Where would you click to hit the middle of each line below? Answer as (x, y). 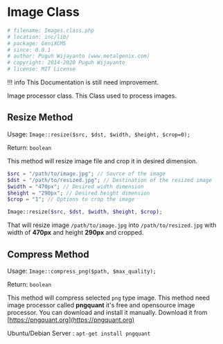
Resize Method (40, 117)
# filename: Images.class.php (51, 30)
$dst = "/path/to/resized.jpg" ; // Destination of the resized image (110, 180)
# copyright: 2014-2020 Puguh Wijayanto (66, 63)
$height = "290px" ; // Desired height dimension (79, 193)
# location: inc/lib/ (38, 37)
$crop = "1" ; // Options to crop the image (71, 199)
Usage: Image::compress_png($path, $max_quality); (82, 271)
